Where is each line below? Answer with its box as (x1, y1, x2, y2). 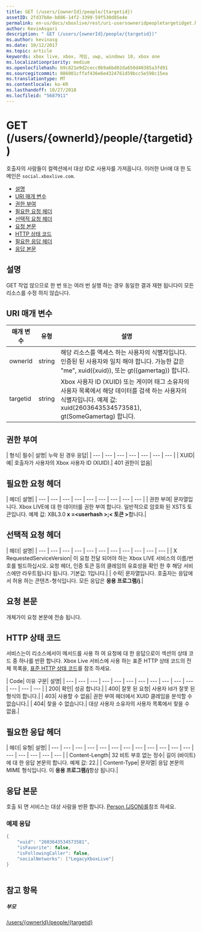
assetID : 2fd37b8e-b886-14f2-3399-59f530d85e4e (6, 14, 128, 20)
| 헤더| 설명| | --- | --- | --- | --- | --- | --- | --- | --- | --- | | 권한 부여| (6, 495, 173, 503)
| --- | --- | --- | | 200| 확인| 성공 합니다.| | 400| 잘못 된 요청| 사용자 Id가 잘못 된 (6, 685, 195, 692)
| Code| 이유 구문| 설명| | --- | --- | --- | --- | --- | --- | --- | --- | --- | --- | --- (6, 678, 194, 685)
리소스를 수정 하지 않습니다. (6, 289, 71, 296)
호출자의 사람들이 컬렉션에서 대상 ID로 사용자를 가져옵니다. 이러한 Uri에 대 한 (6, 165, 185, 172)
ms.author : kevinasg (6, 37, 58, 43)
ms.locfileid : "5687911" (6, 93, 69, 99)
